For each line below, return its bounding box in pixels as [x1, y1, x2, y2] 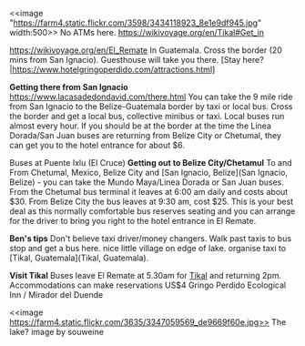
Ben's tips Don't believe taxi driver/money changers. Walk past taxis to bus [9, 233, 292, 244]
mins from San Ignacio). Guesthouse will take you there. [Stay [9, 55, 241, 65]
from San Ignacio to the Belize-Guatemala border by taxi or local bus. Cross [9, 101, 293, 112]
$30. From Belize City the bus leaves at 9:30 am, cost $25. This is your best [9, 196, 294, 207]
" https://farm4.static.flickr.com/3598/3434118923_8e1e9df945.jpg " [9, 17, 262, 28]
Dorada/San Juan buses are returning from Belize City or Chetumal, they [9, 130, 282, 140]
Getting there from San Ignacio [9, 82, 129, 92]
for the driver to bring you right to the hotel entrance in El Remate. [9, 216, 257, 226]
